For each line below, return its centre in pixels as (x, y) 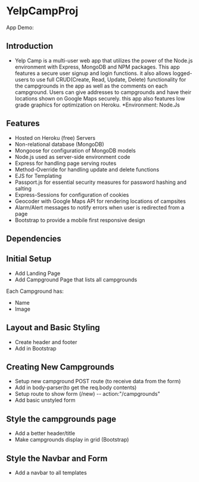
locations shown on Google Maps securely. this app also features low (100, 98)
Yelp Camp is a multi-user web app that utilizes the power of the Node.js (104, 60)
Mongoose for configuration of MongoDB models (75, 151)
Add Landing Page (38, 273)
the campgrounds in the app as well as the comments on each (91, 86)
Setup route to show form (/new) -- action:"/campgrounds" (88, 394)
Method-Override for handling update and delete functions (87, 169)
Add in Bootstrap (35, 348)
